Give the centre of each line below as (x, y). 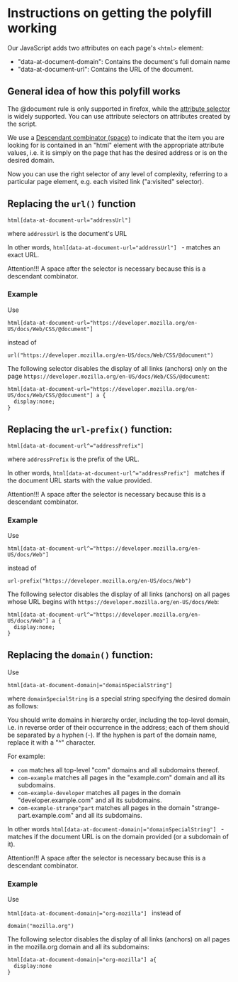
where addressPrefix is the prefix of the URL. (73, 459)
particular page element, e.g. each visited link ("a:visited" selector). (106, 181)
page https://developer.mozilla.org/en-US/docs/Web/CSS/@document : (109, 376)
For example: (27, 756)
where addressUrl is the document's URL (67, 233)
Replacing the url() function (72, 204)
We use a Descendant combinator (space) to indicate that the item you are (116, 137)
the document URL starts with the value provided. (80, 480)
